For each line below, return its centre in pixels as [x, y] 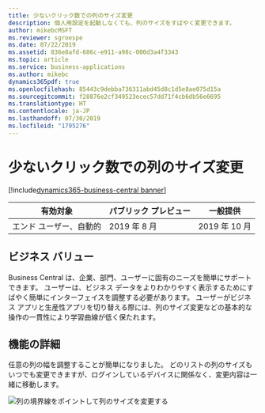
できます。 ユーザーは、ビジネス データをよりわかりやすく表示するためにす [131, 287]
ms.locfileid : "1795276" [49, 126]
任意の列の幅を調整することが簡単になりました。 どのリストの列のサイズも [131, 365]
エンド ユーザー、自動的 [57, 226]
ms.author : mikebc [38, 74]
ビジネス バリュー [51, 257]
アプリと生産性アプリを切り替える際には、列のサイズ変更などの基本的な [135, 307]
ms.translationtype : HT [47, 104]
